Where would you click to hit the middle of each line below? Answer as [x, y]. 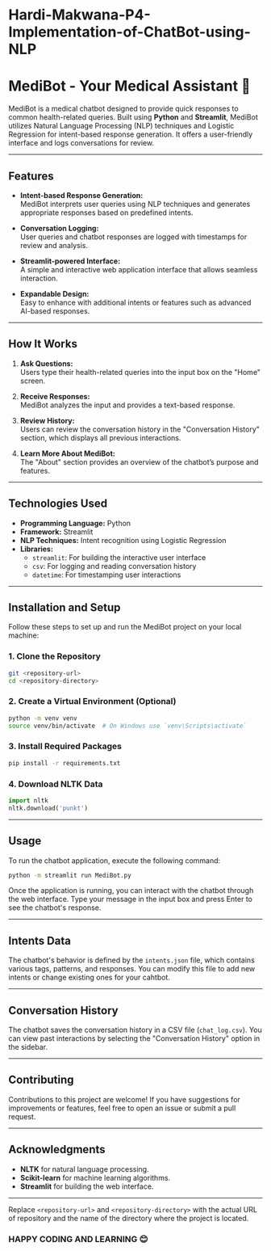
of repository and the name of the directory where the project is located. [129, 1218]
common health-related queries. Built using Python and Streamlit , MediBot [133, 117]
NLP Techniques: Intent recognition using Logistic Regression [123, 540]
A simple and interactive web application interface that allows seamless [139, 269]
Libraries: [37, 549]
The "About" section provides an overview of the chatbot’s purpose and [139, 461]
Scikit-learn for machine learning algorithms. [95, 1177]
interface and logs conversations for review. [81, 143]
